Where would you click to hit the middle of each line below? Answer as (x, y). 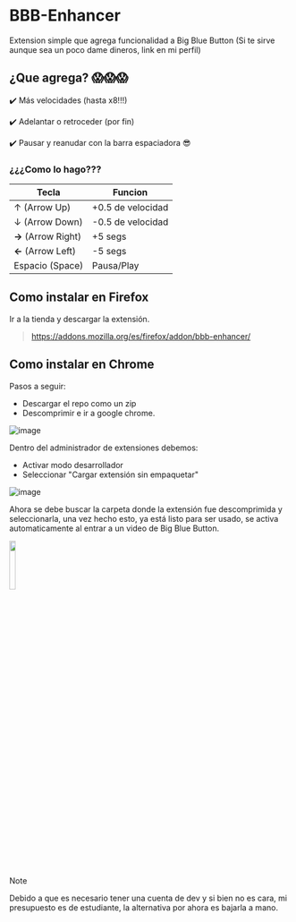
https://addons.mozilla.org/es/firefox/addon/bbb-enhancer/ (141, 336)
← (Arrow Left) (45, 252)
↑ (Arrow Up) (42, 208)
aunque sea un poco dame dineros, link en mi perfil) (105, 49)
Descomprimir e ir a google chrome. (89, 413)
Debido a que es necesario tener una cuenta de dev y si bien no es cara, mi (148, 898)
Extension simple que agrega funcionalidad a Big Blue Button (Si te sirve (142, 40)
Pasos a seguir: (38, 386)
